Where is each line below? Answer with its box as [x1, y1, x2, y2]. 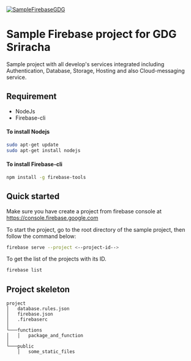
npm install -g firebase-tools [6, 174, 86, 180]
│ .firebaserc [6, 316, 48, 323]
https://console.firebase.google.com [6, 214, 99, 221]
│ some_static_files [17, 349, 75, 355]
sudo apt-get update [6, 142, 59, 148]
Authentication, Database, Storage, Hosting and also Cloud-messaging [6, 67, 185, 74]
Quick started [6, 191, 60, 202]
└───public [6, 343, 34, 349]
